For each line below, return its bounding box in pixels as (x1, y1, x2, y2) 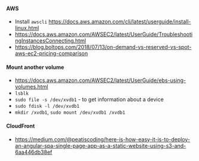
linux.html (14, 25, 39, 32)
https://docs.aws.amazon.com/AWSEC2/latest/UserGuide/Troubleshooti (14, 31, 193, 38)
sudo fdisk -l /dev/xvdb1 (14, 104, 79, 110)
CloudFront (6, 123, 35, 129)
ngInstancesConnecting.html (14, 37, 87, 44)
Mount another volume (6, 63, 65, 71)
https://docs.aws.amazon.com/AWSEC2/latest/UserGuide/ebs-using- (14, 77, 186, 84)
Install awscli (14, 18, 48, 25)
